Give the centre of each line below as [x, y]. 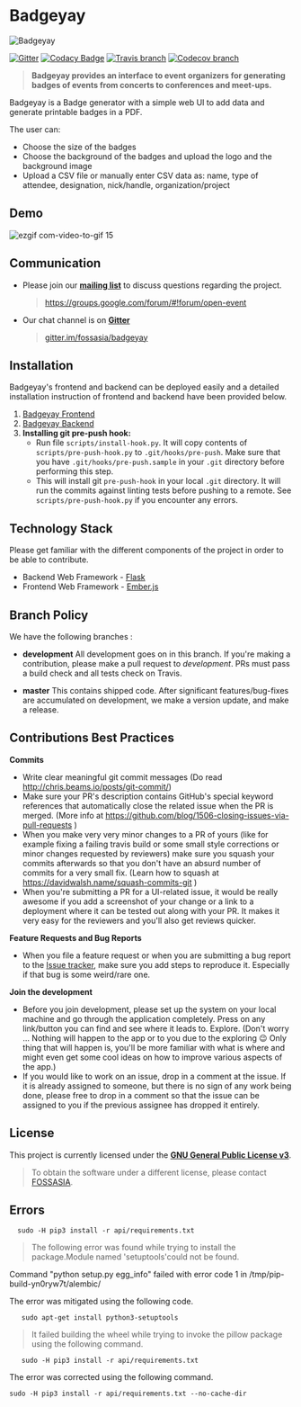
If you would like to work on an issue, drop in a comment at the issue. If [154, 1076]
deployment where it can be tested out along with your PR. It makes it [151, 910]
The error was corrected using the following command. [111, 1377]
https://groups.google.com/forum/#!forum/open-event [146, 302]
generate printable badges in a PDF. [76, 112]
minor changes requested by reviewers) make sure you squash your [148, 853]
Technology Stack [61, 529]
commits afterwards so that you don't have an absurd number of [142, 863]
